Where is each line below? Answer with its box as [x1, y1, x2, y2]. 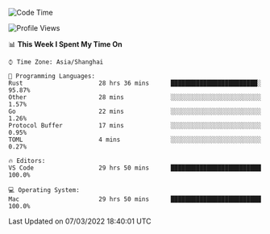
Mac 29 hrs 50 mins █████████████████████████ [8, 195, 262, 203]
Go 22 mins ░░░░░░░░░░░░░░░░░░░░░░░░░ [8, 107, 262, 115]
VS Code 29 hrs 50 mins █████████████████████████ [8, 164, 262, 172]
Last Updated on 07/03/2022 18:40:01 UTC [8, 216, 152, 226]
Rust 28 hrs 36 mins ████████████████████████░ [8, 79, 262, 87]
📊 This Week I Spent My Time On [8, 40, 123, 48]
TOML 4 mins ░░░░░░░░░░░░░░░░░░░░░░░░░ [8, 136, 262, 144]
